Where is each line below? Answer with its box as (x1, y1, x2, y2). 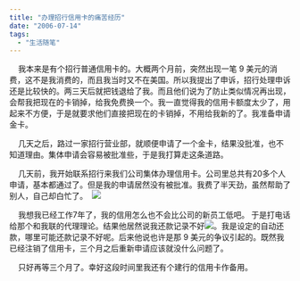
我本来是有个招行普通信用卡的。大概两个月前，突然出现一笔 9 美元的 (17, 63, 271, 74)
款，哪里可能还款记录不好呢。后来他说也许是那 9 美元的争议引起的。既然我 (9, 232, 285, 243)
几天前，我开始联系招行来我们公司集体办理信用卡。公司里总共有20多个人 (17, 169, 287, 179)
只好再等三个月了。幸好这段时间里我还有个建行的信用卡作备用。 (17, 262, 253, 273)
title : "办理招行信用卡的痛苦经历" (9, 12, 126, 22)
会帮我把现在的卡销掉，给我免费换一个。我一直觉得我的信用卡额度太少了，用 (9, 97, 291, 108)
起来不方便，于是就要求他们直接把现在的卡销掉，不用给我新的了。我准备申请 (9, 108, 291, 119)
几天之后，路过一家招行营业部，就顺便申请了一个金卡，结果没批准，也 (17, 138, 277, 149)
